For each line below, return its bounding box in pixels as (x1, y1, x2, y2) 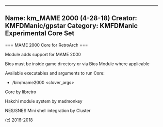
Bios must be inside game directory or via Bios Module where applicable (5, 61, 149, 67)
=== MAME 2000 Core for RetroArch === (5, 42, 88, 48)
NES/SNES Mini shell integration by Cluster (5, 107, 91, 113)
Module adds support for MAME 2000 (5, 51, 81, 57)
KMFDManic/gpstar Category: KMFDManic (5, 22, 138, 30)
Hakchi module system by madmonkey (5, 98, 82, 104)
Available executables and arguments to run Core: (5, 70, 105, 76)
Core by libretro (5, 89, 36, 95)
